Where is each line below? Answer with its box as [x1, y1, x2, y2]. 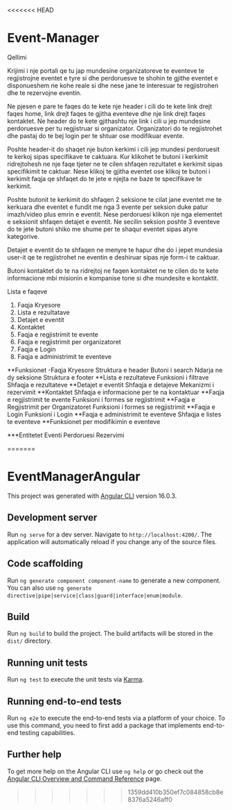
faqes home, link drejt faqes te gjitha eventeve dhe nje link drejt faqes [7, 109, 206, 117]
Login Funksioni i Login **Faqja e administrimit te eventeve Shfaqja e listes [7, 410, 222, 419]
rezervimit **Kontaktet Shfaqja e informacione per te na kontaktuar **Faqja [7, 388, 225, 396]
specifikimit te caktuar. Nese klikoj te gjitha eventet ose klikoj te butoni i [7, 167, 211, 176]
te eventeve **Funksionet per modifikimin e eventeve [7, 417, 161, 425]
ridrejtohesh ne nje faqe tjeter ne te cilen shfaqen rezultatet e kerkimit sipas [7, 160, 223, 168]
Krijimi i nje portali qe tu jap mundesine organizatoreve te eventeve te [7, 66, 204, 75]
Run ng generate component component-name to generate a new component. [7, 576, 222, 584]
